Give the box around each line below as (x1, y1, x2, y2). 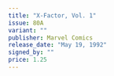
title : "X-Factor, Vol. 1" (8, 11, 97, 20)
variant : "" (8, 26, 47, 34)
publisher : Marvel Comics (8, 33, 93, 42)
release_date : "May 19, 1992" (8, 41, 108, 49)
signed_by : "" (8, 48, 55, 56)
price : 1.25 (8, 56, 47, 64)
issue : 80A (8, 19, 44, 27)
